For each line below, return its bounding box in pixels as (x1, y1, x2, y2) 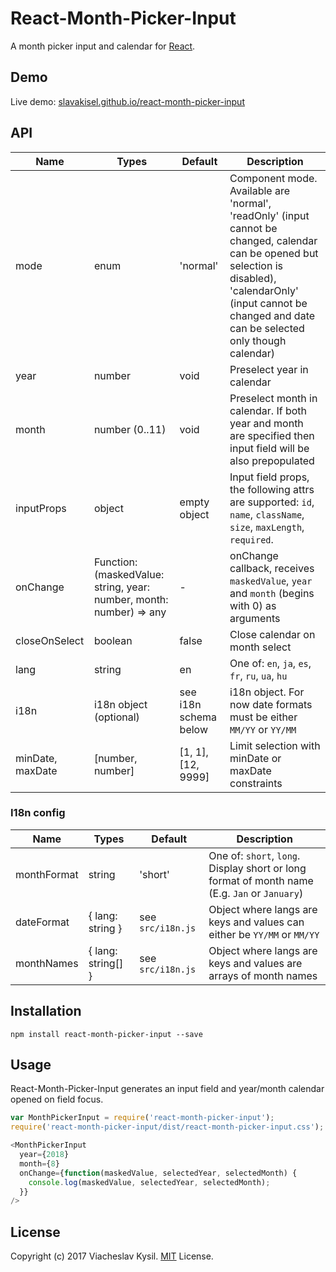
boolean (93, 633, 133, 647)
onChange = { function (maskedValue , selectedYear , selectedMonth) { (19, 1168, 298, 1178)
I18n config (10, 806, 66, 820)
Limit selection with (229, 738, 321, 752)
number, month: (93, 592, 169, 606)
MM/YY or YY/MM (229, 722, 297, 736)
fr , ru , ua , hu (229, 668, 288, 682)
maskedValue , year (229, 573, 313, 587)
